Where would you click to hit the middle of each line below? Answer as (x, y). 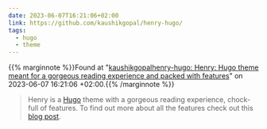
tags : (17, 30)
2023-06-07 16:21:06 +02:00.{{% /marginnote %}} (91, 85)
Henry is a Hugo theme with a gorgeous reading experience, (127, 100)
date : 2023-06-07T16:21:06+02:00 (64, 15)
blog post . (44, 116)
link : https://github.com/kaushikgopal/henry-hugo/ (95, 23)
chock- (239, 100)
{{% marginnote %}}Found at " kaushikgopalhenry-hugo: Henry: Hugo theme (133, 67)
